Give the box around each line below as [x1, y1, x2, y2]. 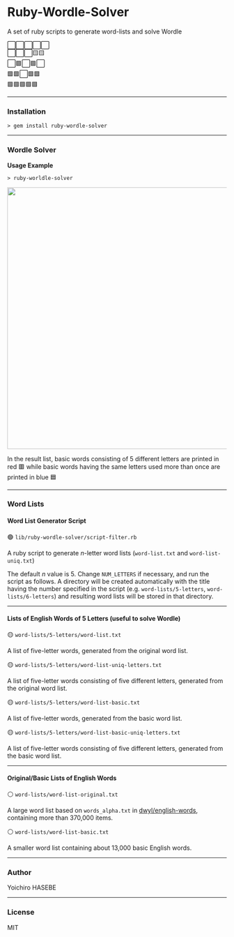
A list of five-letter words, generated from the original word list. [7, 646, 188, 654]
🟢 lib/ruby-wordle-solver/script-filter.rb [7, 532, 137, 541]
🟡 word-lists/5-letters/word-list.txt [7, 630, 122, 638]
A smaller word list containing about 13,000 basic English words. [7, 844, 192, 852]
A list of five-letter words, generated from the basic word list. [7, 714, 182, 722]
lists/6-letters [7, 593, 54, 600]
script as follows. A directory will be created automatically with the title [7, 577, 210, 585]
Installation [7, 106, 47, 116]
